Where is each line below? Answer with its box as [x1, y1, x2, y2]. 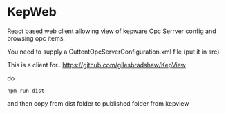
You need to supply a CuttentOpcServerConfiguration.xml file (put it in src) [7, 47, 220, 56]
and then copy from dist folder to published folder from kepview [7, 99, 189, 107]
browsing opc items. [7, 34, 66, 42]
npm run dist [7, 87, 45, 94]
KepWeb [7, 4, 57, 20]
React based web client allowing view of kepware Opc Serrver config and [7, 27, 216, 35]
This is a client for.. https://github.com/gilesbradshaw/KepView [7, 60, 187, 69]
